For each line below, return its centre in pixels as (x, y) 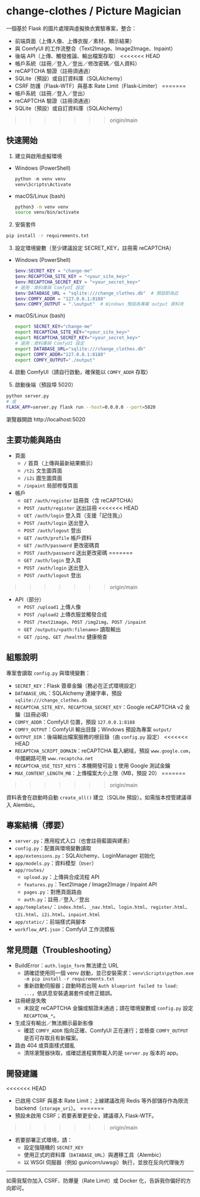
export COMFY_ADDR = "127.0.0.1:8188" (60, 354)
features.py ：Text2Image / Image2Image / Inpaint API (90, 884)
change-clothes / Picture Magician (94, 11)
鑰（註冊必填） (33, 714)
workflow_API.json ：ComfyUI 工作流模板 (65, 929)
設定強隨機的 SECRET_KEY (54, 1147)
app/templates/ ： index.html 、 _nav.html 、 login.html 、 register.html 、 (102, 907)
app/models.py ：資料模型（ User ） (56, 863)
